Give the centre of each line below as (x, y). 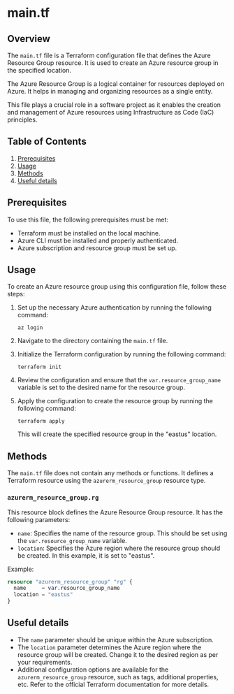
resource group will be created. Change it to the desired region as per (118, 654)
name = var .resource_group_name (67, 588)
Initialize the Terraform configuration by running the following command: (122, 354)
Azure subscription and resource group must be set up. (97, 248)
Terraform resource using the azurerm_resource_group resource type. (107, 481)
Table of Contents (47, 142)
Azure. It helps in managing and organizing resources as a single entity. (110, 91)
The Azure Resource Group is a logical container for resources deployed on (116, 84)
